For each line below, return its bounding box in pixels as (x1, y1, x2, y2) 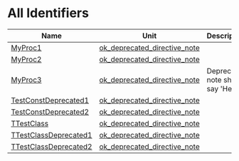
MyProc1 (11, 43, 42, 53)
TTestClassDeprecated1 (11, 130, 92, 140)
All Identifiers (7, 5, 89, 21)
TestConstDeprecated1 (11, 95, 90, 105)
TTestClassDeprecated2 (11, 141, 92, 151)
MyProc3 (11, 75, 42, 85)
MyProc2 (11, 54, 42, 64)
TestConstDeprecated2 (11, 107, 90, 117)
